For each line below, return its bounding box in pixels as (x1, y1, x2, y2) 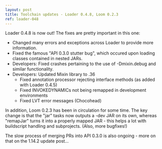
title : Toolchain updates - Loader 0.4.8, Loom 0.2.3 (5, 12, 119, 17)
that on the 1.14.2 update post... (5, 138, 69, 144)
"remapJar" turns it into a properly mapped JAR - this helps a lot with (5, 118, 147, 124)
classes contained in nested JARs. (12, 56, 83, 62)
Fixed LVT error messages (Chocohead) (19, 98, 102, 104)
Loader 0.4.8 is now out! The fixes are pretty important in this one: (5, 30, 140, 36)
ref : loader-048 (5, 16, 39, 21)
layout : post (5, 7, 32, 12)
